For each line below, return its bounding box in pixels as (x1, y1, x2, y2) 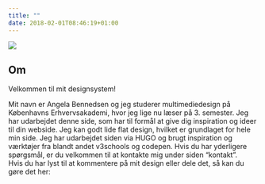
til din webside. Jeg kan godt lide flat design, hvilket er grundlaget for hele (8, 125, 252, 135)
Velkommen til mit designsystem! (8, 84, 117, 94)
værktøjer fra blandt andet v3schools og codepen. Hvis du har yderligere (8, 142, 248, 151)
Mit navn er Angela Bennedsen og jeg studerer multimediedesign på (8, 100, 232, 109)
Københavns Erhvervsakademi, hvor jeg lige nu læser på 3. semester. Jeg (8, 108, 249, 117)
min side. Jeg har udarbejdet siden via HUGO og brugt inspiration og (8, 133, 232, 143)
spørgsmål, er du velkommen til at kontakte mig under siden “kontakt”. (8, 150, 238, 159)
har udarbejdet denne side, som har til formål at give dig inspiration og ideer (8, 117, 257, 126)
